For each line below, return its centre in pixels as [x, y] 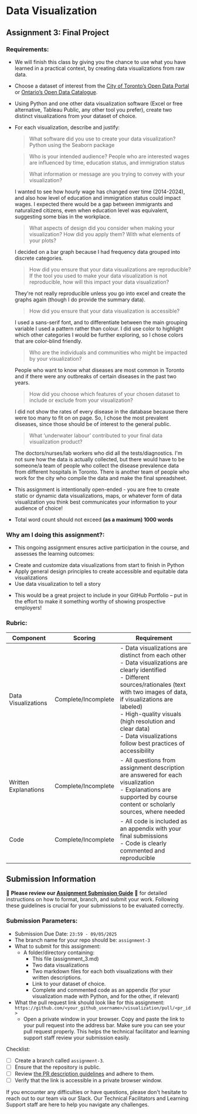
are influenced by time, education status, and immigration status [107, 162]
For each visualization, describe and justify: [67, 127]
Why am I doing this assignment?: [55, 535]
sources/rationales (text [153, 684]
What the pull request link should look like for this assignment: [90, 1002]
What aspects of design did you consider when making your [102, 228]
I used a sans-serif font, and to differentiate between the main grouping [101, 322]
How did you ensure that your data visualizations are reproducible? [110, 269]
